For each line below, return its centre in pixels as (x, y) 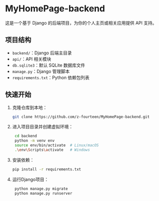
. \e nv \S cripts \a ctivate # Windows (52, 150)
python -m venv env (35, 141)
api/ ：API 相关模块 (32, 59)
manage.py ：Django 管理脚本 (41, 71)
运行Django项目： (30, 179)
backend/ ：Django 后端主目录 (42, 53)
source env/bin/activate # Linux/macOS (57, 145)
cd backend (26, 136)
